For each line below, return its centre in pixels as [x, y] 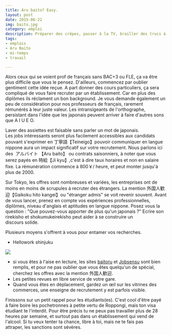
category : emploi [24, 29]
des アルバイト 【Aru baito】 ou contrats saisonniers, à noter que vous [81, 154]
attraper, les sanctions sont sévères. [44, 327]
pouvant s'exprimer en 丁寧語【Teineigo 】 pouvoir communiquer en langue [84, 142]
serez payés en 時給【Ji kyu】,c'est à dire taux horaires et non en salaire [82, 160]
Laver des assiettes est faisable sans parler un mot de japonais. [72, 130]
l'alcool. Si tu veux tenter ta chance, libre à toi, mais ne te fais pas [74, 322]
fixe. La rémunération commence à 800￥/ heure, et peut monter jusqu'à [82, 167]
